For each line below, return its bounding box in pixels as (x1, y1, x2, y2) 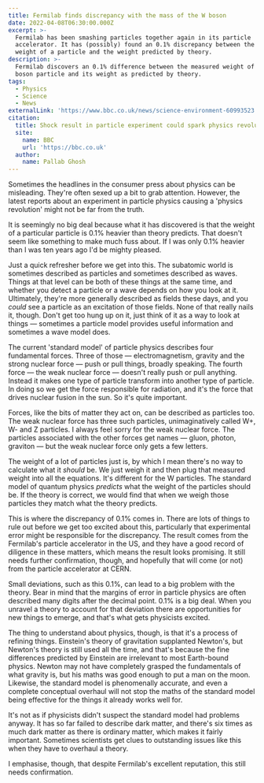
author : (15, 150, 41, 158)
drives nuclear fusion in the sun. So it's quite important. (8, 393, 188, 403)
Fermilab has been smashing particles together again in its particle (15, 33, 251, 42)
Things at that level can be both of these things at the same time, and (8, 277, 233, 287)
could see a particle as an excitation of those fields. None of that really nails (8, 302, 254, 312)
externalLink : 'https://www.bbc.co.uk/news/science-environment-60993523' (8, 107, 258, 115)
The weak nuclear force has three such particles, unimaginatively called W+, (8, 417, 256, 426)
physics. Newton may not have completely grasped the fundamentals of (8, 662, 241, 671)
